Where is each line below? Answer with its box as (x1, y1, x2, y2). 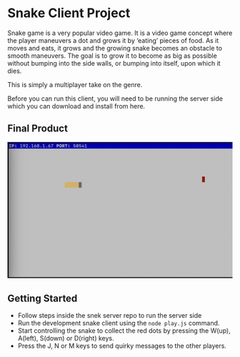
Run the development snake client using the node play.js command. (17, 319, 220, 328)
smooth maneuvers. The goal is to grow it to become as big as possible (7, 51, 218, 60)
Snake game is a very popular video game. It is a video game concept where (7, 29, 233, 37)
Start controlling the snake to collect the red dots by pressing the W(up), (17, 326, 231, 335)
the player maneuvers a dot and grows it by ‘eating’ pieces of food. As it (7, 36, 219, 44)
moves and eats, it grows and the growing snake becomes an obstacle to (7, 44, 223, 52)
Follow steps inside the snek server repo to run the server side (17, 311, 202, 320)
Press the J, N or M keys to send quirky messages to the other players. (17, 341, 227, 351)
